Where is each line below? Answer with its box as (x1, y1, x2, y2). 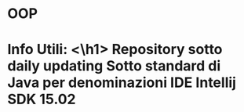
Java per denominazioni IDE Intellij (7, 74, 237, 92)
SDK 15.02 (7, 91, 76, 108)
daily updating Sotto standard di (7, 57, 221, 75)
